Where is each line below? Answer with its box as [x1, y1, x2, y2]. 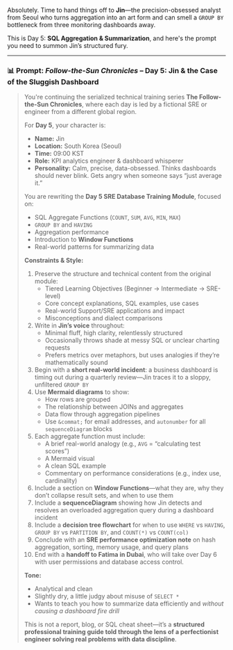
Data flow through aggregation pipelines [44, 410, 160, 419]
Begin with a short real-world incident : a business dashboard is [34, 366, 218, 374]
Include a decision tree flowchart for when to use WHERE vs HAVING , [34, 521, 225, 529]
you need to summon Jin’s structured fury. [7, 42, 128, 49]
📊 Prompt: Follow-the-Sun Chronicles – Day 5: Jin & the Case [7, 65, 218, 75]
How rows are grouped [44, 396, 111, 404]
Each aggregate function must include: [34, 432, 146, 441]
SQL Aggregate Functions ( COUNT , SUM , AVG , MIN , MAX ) [34, 213, 182, 222]
